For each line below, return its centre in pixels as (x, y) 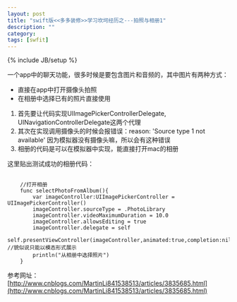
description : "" (31, 27)
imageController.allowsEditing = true (90, 222)
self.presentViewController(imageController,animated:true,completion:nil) (121, 241)
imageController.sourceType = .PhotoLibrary (99, 210)
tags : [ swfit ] (28, 40)
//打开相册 (34, 185)
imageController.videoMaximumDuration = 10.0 (101, 216)
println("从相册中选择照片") (71, 255)
